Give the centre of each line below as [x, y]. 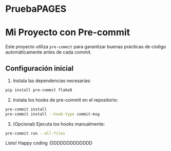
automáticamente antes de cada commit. [49, 52]
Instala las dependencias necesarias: [52, 81]
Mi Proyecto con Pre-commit [68, 33]
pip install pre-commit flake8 [39, 90]
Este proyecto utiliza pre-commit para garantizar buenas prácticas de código [86, 47]
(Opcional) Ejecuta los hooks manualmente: [59, 124]
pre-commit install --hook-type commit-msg [53, 114]
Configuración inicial [39, 68]
